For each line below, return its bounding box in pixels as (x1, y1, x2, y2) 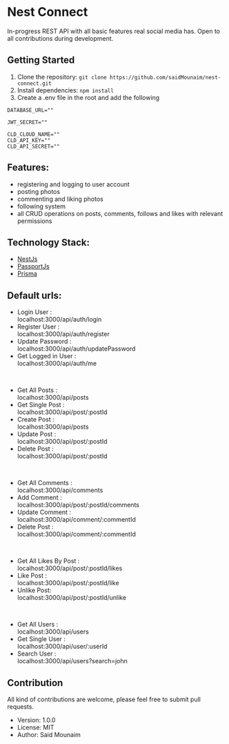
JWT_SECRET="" (7, 119, 48, 126)
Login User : (17, 308, 52, 316)
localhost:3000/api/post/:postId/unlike (17, 594, 126, 602)
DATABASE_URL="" (7, 106, 54, 114)
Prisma (17, 270, 38, 278)
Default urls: (7, 289, 62, 301)
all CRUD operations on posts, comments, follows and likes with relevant (17, 209, 223, 217)
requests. (7, 703, 34, 711)
